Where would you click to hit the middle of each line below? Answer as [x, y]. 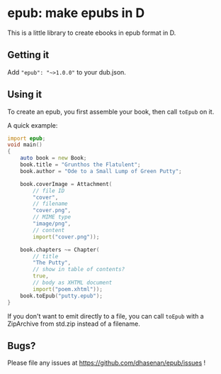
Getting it [28, 55]
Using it [25, 95]
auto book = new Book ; [53, 158]
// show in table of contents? [79, 270]
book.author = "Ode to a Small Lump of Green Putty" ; [101, 171]
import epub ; [27, 138]
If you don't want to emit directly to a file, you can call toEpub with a [106, 316]
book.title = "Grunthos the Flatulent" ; [80, 165]
